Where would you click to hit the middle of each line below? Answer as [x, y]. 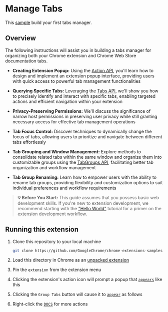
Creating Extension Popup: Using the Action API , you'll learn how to [83, 70]
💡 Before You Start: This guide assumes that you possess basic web [88, 197]
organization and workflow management [54, 167]
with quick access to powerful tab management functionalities [76, 81]
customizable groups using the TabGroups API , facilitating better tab [83, 162]
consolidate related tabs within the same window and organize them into [87, 157]
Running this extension [42, 229]
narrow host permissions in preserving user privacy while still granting [85, 116]
